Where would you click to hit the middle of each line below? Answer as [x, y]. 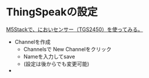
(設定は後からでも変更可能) [56, 64]
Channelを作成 [33, 42]
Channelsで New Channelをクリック [67, 49]
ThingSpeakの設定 [52, 12]
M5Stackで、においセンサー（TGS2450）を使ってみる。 [74, 29]
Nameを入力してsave [49, 56]
